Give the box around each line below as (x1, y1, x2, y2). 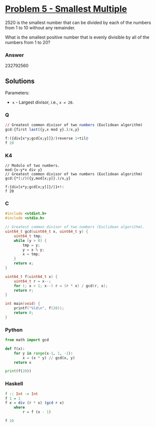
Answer (5, 51, 24, 58)
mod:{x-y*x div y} (5, 168, 42, 172)
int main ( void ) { (5, 301, 40, 306)
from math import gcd (5, 338, 49, 342)
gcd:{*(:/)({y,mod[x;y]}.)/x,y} (5, 176, 71, 181)
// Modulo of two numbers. (5, 163, 60, 168)
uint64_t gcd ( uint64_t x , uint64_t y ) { (5, 229, 89, 234)
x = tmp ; (22, 252, 40, 257)
